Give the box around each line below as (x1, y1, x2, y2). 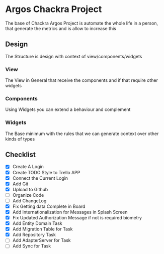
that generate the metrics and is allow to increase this (5, 25, 117, 31)
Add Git (12, 181, 29, 187)
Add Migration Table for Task (12, 226, 73, 232)
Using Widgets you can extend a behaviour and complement (5, 106, 131, 112)
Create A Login (12, 164, 44, 170)
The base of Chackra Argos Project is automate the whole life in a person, (5, 20, 158, 26)
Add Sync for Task (12, 243, 51, 249)
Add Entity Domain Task (12, 220, 63, 226)
